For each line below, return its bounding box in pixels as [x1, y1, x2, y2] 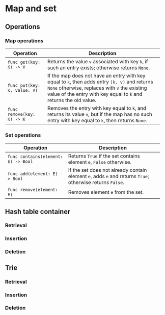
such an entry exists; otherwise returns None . [47, 64, 150, 71]
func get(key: [7, 59, 41, 65]
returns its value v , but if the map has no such [47, 111, 152, 118]
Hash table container [5, 207, 71, 216]
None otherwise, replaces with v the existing [47, 84, 147, 91]
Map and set [5, 3, 57, 14]
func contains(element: [7, 154, 63, 159]
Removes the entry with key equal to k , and [47, 105, 146, 111]
